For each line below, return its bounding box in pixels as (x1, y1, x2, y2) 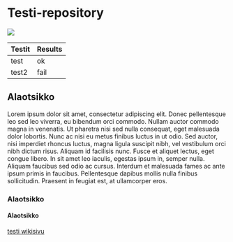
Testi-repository (7, 5, 105, 21)
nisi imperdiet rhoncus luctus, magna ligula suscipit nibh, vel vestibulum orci (7, 139, 227, 148)
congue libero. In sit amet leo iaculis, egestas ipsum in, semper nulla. (7, 154, 205, 162)
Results (36, 44, 63, 54)
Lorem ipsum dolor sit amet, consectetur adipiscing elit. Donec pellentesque (7, 110, 227, 118)
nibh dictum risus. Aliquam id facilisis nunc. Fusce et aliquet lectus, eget (7, 147, 215, 155)
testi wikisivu (7, 227, 45, 235)
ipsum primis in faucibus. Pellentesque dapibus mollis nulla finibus (7, 169, 198, 178)
